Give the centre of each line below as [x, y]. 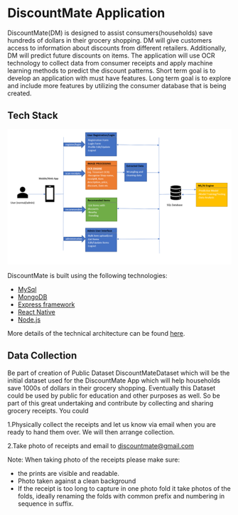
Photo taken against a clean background [77, 481]
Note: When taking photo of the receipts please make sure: [94, 460]
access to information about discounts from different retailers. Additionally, [117, 48]
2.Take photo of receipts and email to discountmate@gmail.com [101, 445]
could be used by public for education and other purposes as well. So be [114, 395]
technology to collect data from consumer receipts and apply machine [110, 63]
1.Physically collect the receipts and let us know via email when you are [112, 424]
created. [20, 93]
